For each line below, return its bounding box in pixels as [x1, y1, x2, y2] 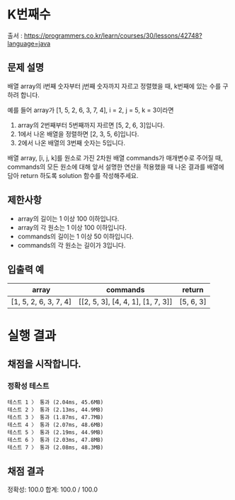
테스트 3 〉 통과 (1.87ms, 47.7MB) [7, 414, 104, 421]
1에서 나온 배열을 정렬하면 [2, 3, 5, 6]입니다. [17, 129, 139, 138]
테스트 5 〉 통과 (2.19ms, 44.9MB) [7, 429, 104, 436]
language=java [7, 39, 51, 48]
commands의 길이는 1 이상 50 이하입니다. [17, 232, 134, 240]
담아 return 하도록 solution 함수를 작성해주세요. [7, 171, 139, 179]
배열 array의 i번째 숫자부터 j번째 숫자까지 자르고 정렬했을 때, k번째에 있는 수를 [7, 82, 222, 90]
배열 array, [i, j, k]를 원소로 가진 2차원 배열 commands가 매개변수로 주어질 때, [7, 153, 223, 162]
